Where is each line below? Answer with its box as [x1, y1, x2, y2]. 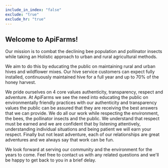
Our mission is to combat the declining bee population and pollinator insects [5, 48, 162, 54]
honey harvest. [5, 79, 37, 85]
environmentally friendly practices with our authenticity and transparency [5, 99, 157, 105]
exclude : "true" [5, 12, 39, 17]
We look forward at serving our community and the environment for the [5, 146, 152, 152]
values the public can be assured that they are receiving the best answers [5, 105, 158, 111]
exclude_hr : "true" [5, 16, 46, 21]
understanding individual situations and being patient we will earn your [5, 126, 151, 132]
